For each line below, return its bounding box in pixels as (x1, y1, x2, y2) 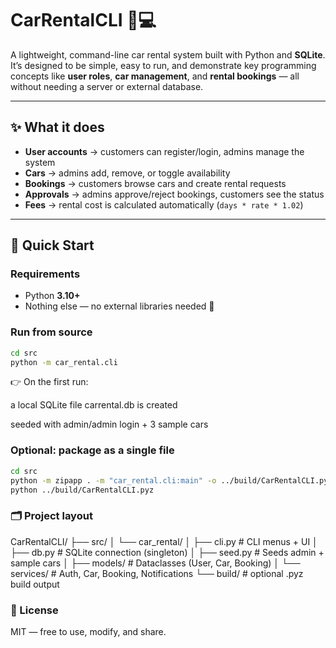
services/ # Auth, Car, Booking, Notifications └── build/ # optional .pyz (10, 567, 304, 579)
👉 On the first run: (10, 376, 89, 388)
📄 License (10, 603, 59, 617)
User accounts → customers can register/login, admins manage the (24, 145, 305, 157)
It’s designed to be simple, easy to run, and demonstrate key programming (10, 59, 317, 71)
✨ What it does (10, 119, 105, 136)
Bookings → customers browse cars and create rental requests (24, 177, 287, 189)
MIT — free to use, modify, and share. (10, 626, 167, 637)
